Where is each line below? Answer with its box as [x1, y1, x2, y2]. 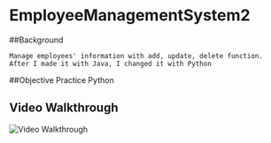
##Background [9, 34, 64, 45]
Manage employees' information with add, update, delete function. [9, 51, 264, 60]
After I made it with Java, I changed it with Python [9, 59, 213, 68]
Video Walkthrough [9, 101, 119, 116]
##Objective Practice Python [9, 74, 114, 85]
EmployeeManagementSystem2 [9, 5, 251, 26]
